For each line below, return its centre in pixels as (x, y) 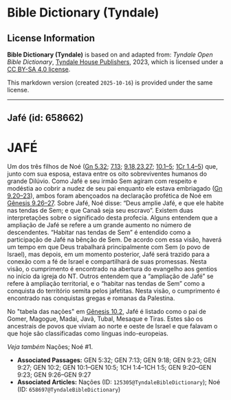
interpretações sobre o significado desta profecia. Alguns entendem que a (112, 218)
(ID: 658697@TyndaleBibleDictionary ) (69, 390)
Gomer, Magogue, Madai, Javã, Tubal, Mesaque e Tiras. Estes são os (105, 319)
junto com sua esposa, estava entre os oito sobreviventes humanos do (107, 174)
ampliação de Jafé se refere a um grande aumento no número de (99, 225)
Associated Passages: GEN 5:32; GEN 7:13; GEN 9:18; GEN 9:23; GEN (117, 360)
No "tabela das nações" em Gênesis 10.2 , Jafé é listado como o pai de (107, 312)
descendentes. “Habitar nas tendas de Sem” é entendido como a (99, 233)
